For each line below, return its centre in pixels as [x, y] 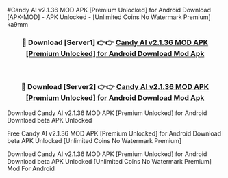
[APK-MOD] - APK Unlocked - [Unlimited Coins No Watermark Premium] [109, 17]
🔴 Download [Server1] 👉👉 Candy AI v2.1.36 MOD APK [115, 42]
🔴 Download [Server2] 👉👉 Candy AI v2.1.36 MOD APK [115, 87]
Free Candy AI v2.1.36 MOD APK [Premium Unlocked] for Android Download [114, 133]
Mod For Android [31, 168]
